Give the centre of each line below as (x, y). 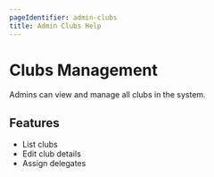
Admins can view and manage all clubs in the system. (108, 95)
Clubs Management (84, 70)
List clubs (40, 145)
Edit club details (52, 154)
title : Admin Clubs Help (55, 26)
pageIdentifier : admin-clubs (63, 17)
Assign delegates (54, 164)
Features (34, 123)
